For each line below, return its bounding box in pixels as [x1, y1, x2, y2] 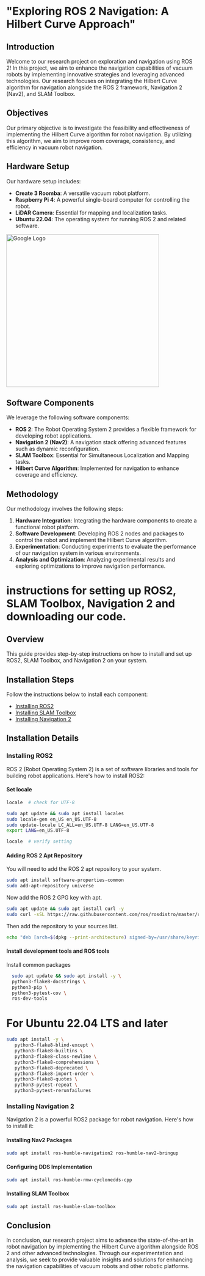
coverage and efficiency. [15, 471, 78, 479]
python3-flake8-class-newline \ [14, 1053, 97, 1060]
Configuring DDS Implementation [6, 1163, 93, 1171]
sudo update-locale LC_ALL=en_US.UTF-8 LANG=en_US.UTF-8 [6, 822, 154, 828]
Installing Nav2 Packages [6, 1136, 72, 1143]
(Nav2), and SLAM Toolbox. [6, 90, 76, 97]
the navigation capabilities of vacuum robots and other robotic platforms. [6, 1263, 190, 1270]
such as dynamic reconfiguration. [15, 445, 100, 453]
